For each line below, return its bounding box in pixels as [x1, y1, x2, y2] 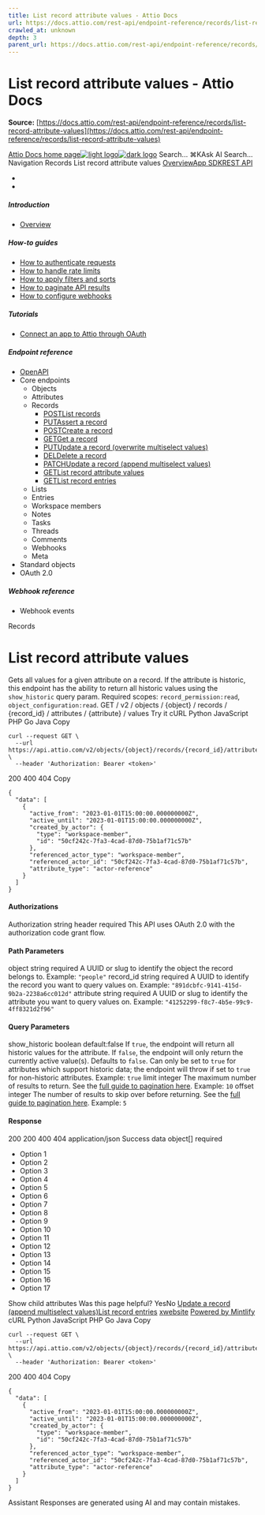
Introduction [8, 200, 50, 209]
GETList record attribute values [43, 467, 144, 477]
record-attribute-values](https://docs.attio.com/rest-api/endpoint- [8, 126, 223, 136]
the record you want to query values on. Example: [8, 980, 170, 990]
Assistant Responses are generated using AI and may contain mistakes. [8, 1498, 241, 1507]
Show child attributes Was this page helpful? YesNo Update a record [8, 1298, 231, 1308]
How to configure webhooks [19, 291, 112, 300]
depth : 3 [8, 33, 37, 42]
